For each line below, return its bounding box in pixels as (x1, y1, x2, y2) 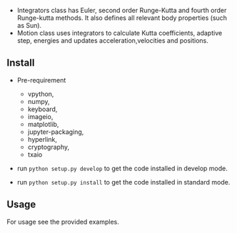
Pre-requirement (16, 76, 66, 84)
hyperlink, (27, 135, 58, 143)
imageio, (27, 112, 54, 120)
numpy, (27, 97, 50, 105)
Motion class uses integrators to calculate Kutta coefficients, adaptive (16, 29, 223, 37)
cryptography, (27, 143, 70, 151)
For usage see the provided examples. (6, 217, 119, 226)
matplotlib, (27, 120, 59, 128)
